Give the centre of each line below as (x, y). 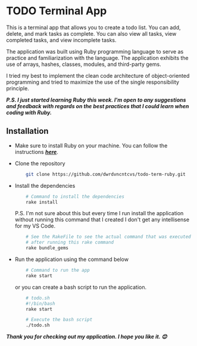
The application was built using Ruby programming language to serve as (95, 51)
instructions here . (36, 152)
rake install (42, 202)
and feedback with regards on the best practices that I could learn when (98, 106)
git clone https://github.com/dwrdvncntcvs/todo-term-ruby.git (106, 174)
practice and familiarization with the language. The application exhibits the (97, 58)
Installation (27, 131)
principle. (18, 88)
